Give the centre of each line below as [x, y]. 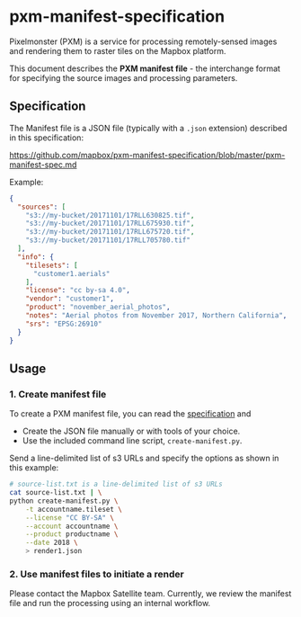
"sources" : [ [42, 207]
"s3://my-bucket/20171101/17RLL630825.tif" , [110, 215]
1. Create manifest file [58, 394]
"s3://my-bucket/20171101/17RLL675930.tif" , [110, 224]
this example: [34, 468]
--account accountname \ [72, 526]
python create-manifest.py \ [64, 501]
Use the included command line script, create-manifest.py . [132, 441]
